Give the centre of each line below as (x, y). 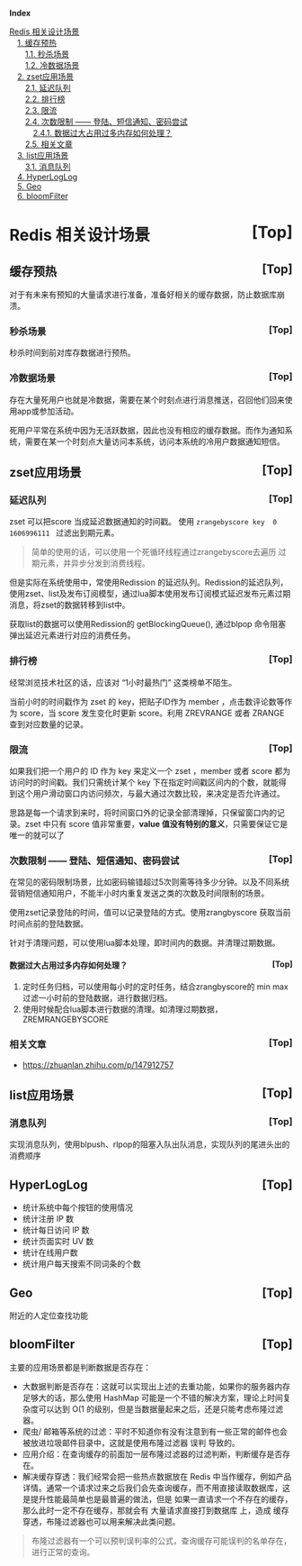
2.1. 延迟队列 (49, 88)
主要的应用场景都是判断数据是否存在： (80, 1367)
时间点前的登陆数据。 (49, 924)
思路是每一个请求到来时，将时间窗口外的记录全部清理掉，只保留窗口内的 (143, 812)
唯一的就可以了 (37, 835)
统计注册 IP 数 (48, 1219)
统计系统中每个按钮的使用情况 (77, 1207)
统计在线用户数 (50, 1252)
